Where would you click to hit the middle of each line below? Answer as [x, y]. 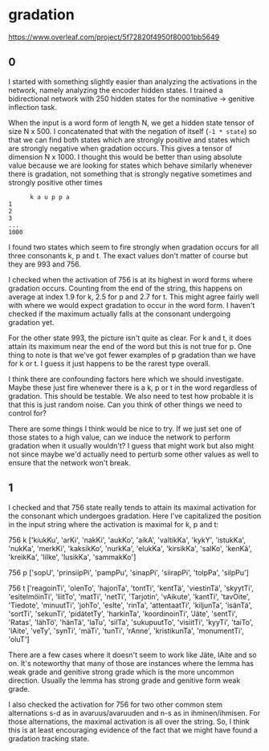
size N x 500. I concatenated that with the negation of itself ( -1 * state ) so [132, 131]
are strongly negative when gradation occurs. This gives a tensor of [120, 148]
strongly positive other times [55, 182]
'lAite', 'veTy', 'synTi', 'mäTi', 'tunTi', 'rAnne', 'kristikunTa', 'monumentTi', [126, 631]
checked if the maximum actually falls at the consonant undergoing [120, 314]
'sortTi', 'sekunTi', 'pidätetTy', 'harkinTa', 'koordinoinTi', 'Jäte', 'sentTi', [123, 613]
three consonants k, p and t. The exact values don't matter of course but [128, 255]
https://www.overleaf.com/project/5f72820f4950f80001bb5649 [114, 37]
